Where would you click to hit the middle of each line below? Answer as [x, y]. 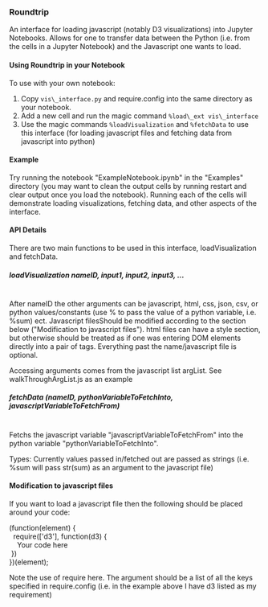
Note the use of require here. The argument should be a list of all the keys [131, 578]
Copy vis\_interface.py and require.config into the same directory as [136, 98]
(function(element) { [43, 528]
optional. [24, 355]
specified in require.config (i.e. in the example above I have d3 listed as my [133, 586]
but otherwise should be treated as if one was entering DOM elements [125, 338]
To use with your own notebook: [62, 83]
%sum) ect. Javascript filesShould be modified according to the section [128, 321]
